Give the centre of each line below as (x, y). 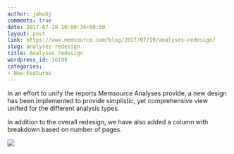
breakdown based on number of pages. (64, 129)
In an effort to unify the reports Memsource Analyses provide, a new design (117, 93)
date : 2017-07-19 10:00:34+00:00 (56, 27)
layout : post (26, 34)
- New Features (30, 73)
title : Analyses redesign (45, 54)
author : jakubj (30, 14)
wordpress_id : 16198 (38, 60)
